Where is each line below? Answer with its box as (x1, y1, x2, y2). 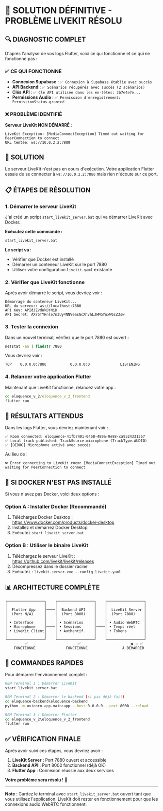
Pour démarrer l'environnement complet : (5, 672, 88, 678)
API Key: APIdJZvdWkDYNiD (5, 308, 57, 313)
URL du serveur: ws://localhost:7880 (5, 303, 81, 309)
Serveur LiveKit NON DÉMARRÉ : (5, 122, 72, 128)
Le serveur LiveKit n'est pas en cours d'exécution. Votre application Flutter (5, 166, 154, 172)
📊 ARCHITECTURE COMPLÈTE (5, 584, 100, 592)
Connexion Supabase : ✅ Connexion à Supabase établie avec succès (12, 79, 152, 85)
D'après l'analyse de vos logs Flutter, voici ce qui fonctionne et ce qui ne (5, 51, 150, 56)
